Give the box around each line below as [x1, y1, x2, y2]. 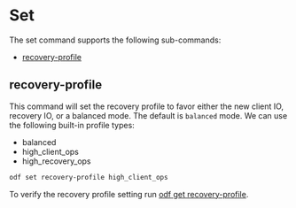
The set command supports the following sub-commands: [9, 35, 222, 45]
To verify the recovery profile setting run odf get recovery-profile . [9, 189, 249, 199]
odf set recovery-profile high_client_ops [9, 173, 168, 181]
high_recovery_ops [21, 156, 91, 166]
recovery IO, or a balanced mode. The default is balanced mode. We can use [9, 110, 288, 120]
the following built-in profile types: [9, 119, 135, 130]
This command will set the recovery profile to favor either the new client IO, [9, 101, 284, 112]
